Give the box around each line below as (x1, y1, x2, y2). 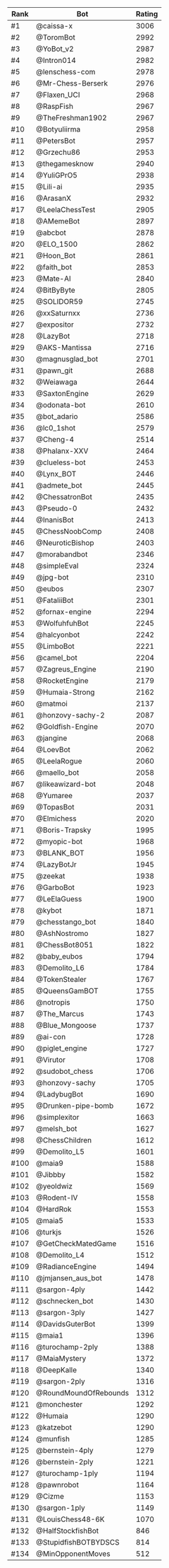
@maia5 (36, 1216, 63, 1225)
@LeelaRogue (36, 756, 82, 766)
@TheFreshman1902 (36, 113, 107, 122)
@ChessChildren (36, 1135, 92, 1145)
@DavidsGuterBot (36, 1319, 96, 1328)
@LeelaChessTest (36, 205, 96, 214)
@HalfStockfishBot (36, 1526, 99, 1535)
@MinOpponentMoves (36, 1549, 111, 1558)
